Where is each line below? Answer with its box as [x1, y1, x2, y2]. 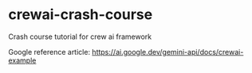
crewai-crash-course [8, 6, 153, 24]
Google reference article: [8, 47, 90, 56]
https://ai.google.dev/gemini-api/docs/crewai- [91, 47, 244, 56]
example [8, 56, 37, 65]
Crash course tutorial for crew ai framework [8, 32, 152, 41]
